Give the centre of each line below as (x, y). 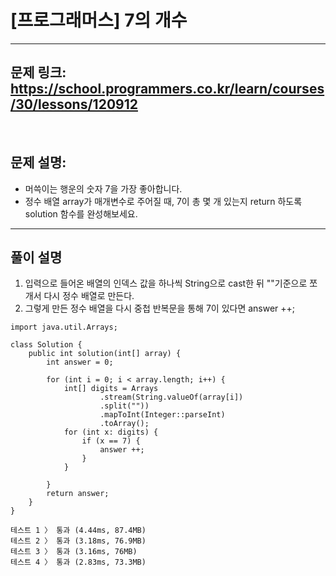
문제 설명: (38, 162)
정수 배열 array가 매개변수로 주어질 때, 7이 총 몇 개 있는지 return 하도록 (163, 201)
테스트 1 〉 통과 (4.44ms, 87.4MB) (78, 531)
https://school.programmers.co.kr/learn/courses (167, 89)
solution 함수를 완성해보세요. (81, 213)
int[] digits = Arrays (111, 389)
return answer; (78, 494)
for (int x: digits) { (111, 432)
